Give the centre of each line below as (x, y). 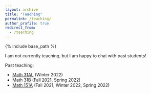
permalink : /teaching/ (28, 19)
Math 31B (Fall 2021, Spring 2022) (46, 80)
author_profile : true (27, 23)
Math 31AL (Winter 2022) (37, 75)
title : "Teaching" (24, 14)
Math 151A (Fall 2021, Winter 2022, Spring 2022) (61, 85)
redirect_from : (21, 28)
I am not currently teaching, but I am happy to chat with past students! (76, 56)
